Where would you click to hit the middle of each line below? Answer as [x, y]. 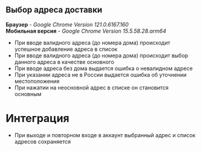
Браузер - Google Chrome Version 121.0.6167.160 [67, 24]
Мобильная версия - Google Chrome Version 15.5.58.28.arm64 [86, 31]
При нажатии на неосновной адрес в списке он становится [91, 88]
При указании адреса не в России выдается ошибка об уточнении [100, 74]
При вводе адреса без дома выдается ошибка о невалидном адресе [103, 68]
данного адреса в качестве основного [64, 62]
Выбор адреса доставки [54, 10]
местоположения [37, 81]
